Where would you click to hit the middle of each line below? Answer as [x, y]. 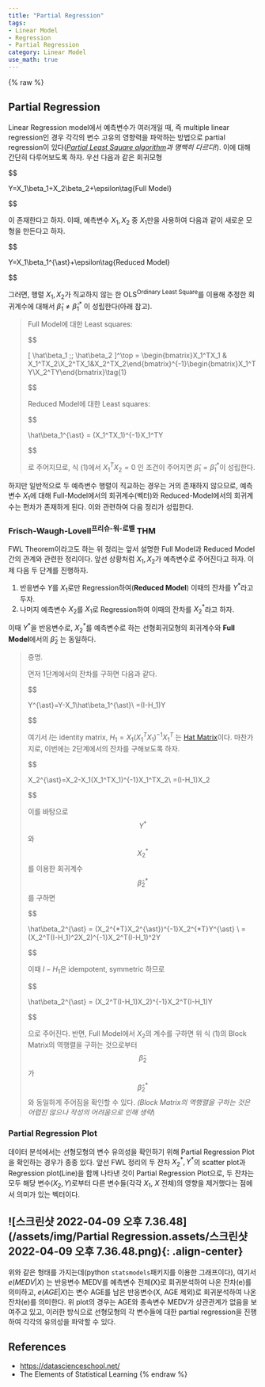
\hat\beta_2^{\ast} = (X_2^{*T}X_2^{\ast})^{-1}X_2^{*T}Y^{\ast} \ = [137, 929]
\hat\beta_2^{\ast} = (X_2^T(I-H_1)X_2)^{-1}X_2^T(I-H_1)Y [120, 1002]
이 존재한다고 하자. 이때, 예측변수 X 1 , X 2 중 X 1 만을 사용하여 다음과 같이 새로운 [126, 221]
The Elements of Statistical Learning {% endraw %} [104, 1374]
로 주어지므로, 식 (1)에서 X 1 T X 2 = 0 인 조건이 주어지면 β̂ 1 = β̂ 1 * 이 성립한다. [141, 468]
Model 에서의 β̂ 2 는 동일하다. [52, 640]
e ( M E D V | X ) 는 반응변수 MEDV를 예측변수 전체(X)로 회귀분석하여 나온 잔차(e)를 [130, 1282]
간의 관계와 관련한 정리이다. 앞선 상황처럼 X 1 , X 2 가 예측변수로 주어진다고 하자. [127, 560]
